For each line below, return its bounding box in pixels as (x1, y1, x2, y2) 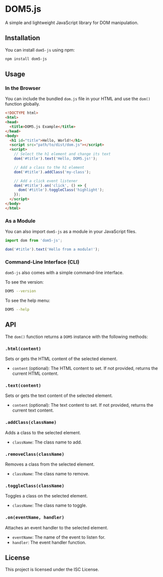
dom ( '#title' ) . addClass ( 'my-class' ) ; (14, 169, 91, 175)
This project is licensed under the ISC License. (5, 567, 99, 573)
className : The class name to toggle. (12, 502, 87, 508)
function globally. (5, 101, 40, 107)
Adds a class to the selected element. (5, 429, 81, 435)
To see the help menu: (5, 298, 51, 304)
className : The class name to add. (12, 439, 82, 445)
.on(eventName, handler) (5, 515, 65, 521)
